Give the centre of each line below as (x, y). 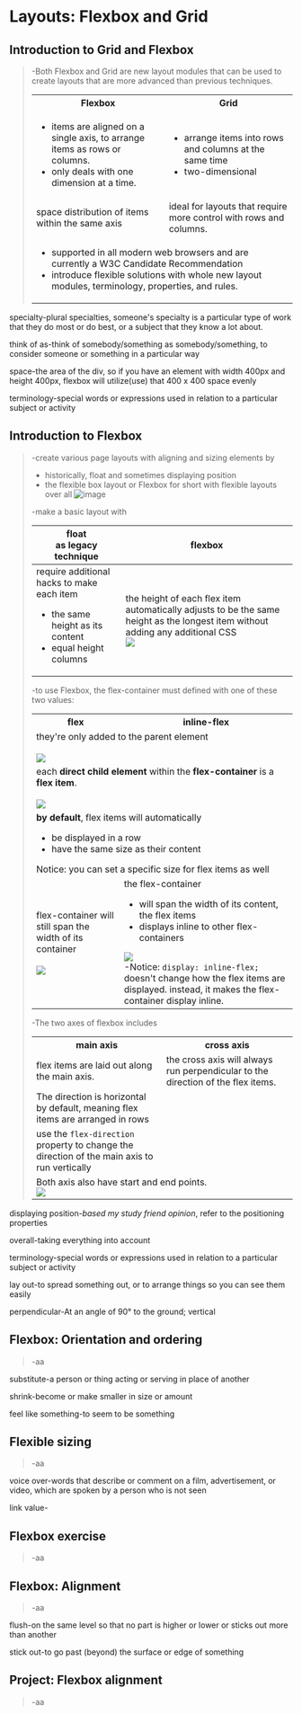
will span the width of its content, (209, 903)
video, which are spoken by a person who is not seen (108, 1490)
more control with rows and (226, 218)
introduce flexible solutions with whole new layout (156, 275)
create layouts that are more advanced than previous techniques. (152, 81)
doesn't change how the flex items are (204, 978)
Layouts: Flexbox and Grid (109, 17)
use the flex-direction (85, 1133)
